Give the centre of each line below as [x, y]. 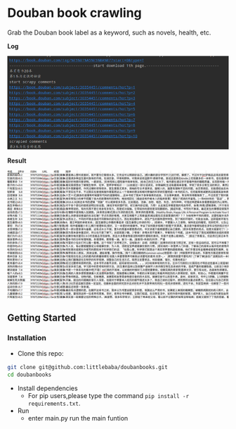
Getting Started [42, 318]
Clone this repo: [40, 353]
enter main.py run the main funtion [78, 418]
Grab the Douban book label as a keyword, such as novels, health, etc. [109, 32]
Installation [27, 338]
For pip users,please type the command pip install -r [109, 395]
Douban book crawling [74, 13]
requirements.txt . [54, 403]
